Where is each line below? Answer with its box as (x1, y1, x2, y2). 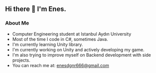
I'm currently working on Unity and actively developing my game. (12, 46, 145, 52)
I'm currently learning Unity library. (12, 41, 83, 47)
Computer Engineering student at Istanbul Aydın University (12, 31, 131, 37)
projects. (12, 57, 31, 63)
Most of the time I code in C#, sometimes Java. (12, 36, 108, 42)
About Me (5, 20, 30, 27)
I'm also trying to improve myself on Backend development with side (12, 52, 151, 58)
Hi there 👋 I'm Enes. (5, 5, 66, 13)
